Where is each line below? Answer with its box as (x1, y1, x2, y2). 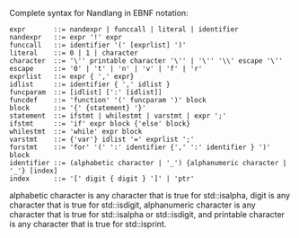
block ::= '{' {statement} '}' (9, 103, 146, 112)
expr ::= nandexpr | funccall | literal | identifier (9, 25, 240, 34)
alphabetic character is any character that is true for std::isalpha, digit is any (9, 190, 290, 200)
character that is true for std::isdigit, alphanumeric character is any (9, 199, 256, 210)
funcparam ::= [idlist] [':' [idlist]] (9, 88, 163, 97)
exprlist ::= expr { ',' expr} (9, 72, 135, 81)
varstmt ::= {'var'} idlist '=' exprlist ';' (9, 135, 195, 144)
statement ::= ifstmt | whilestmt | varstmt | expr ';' (9, 111, 227, 120)
